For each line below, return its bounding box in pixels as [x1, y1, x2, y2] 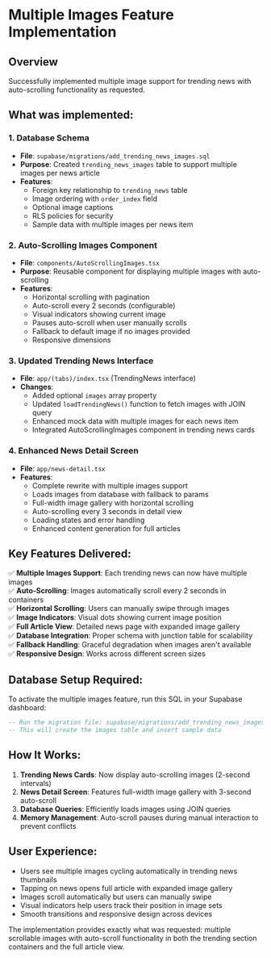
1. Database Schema [8, 132, 90, 144]
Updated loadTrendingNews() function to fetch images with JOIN [31, 400, 246, 409]
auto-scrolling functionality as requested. [8, 85, 145, 94]
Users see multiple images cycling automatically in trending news [19, 866, 238, 876]
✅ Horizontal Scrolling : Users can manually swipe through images [8, 604, 230, 613]
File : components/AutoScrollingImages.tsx [19, 257, 160, 267]
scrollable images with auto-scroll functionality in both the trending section [8, 933, 257, 943]
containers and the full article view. [8, 942, 125, 952]
